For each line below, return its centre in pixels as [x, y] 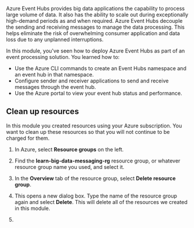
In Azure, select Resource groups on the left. [69, 149]
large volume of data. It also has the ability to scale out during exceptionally [97, 15]
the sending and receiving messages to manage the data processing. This [95, 27]
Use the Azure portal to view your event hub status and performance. [98, 93]
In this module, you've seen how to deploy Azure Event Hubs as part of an [96, 51]
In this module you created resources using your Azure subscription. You [94, 126]
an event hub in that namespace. [54, 75]
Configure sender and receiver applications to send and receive [91, 81]
